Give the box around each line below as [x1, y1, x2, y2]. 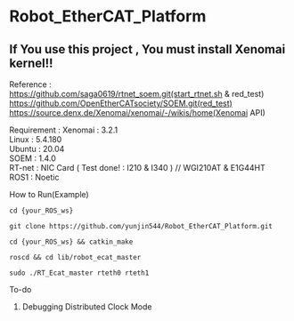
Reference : [9, 79, 52, 90]
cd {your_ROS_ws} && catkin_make [9, 237, 134, 246]
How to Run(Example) [9, 189, 89, 199]
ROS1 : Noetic [9, 172, 60, 182]
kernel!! [9, 55, 53, 70]
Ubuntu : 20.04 [9, 144, 65, 154]
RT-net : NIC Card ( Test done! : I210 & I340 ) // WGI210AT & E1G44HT [9, 163, 265, 173]
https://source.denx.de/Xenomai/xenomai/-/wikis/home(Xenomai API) [9, 108, 265, 117]
